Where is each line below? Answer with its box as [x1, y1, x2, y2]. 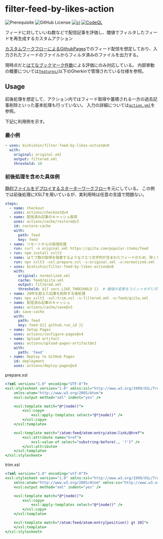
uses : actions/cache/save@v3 [14, 304, 73, 310]
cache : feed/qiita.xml [17, 278, 64, 283]
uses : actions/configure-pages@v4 [14, 332, 83, 337]
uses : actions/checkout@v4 [14, 210, 68, 215]
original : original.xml [14, 152, 62, 157]
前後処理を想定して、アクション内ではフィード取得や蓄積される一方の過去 [5, 96, 153, 102]
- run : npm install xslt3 [9, 251, 62, 255]
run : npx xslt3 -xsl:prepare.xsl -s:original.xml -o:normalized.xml [14, 260, 155, 265]
